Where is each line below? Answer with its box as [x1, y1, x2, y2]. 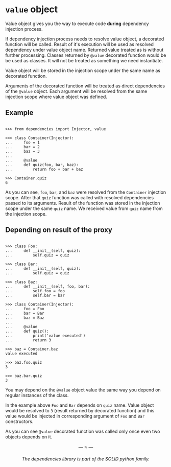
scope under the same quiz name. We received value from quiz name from [5, 205, 163, 212]
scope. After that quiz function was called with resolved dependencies [5, 194, 154, 200]
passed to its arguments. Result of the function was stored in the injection [5, 200, 160, 206]
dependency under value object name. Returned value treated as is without [5, 46, 164, 53]
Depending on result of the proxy [5, 226, 112, 235]
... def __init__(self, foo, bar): [5, 284, 90, 289]
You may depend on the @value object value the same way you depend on [5, 387, 161, 393]
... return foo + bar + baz [5, 167, 83, 172]
